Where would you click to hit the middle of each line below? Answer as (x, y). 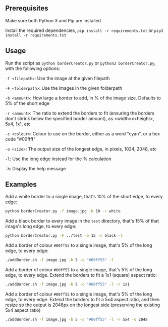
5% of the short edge (27, 103)
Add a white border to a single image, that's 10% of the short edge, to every (84, 197)
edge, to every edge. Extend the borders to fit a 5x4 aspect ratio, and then (82, 299)
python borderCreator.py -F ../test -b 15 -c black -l (64, 236)
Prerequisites (27, 8)
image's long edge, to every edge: (41, 226)
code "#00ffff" (20, 139)
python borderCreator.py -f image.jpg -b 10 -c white (63, 211)
